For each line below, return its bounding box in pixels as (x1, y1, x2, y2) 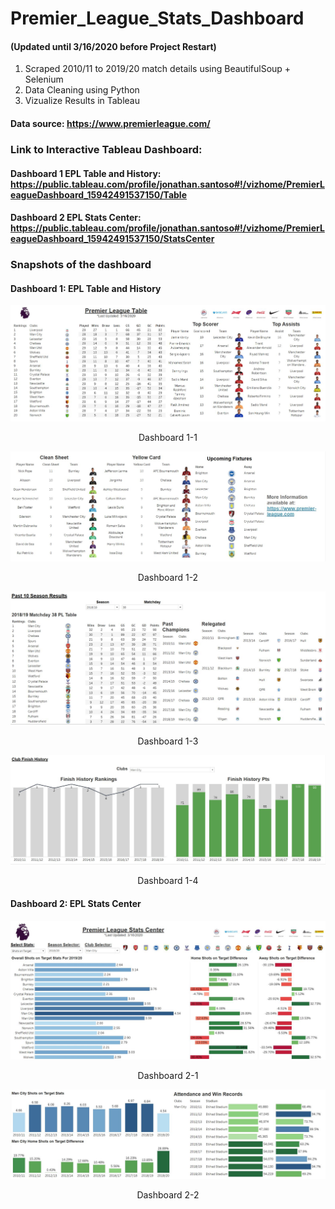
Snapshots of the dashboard (10, 258, 152, 272)
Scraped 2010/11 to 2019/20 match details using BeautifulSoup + (24, 63, 292, 75)
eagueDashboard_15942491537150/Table (10, 188, 187, 201)
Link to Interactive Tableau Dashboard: (10, 142, 203, 156)
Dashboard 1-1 (138, 432, 198, 444)
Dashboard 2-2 (136, 1188, 200, 1201)
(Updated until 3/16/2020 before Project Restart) (10, 40, 217, 52)
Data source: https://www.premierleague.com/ (10, 117, 211, 129)
